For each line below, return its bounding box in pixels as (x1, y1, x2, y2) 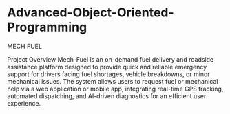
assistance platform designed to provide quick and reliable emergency (7, 62, 207, 71)
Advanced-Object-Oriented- (7, 5, 174, 21)
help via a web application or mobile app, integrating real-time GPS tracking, (7, 84, 224, 93)
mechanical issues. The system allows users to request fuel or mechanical (7, 77, 218, 85)
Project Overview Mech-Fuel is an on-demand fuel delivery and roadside (7, 55, 214, 63)
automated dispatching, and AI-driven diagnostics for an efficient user (7, 91, 207, 100)
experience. (7, 99, 41, 107)
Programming (7, 19, 87, 35)
